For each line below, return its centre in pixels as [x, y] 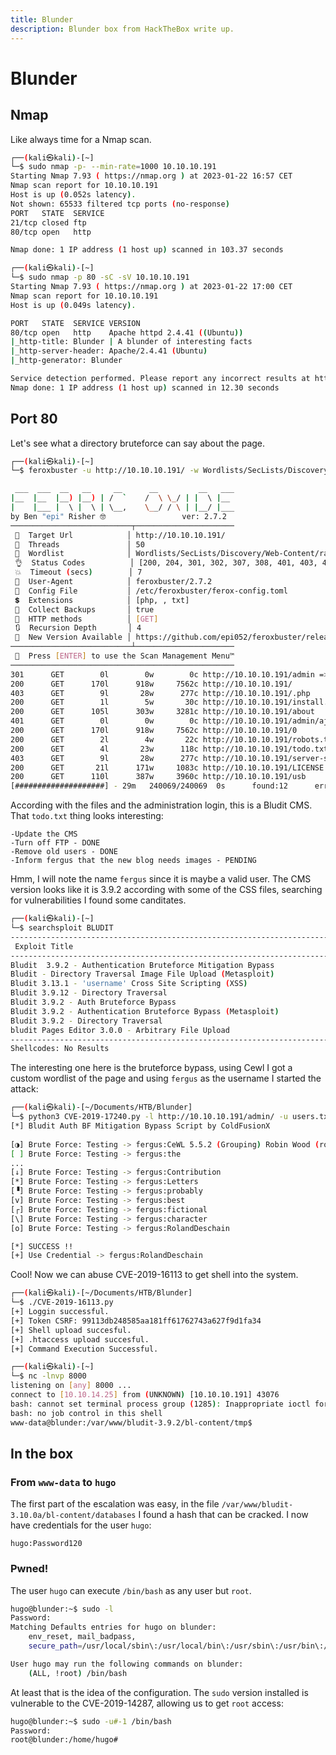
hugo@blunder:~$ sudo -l [62, 1609]
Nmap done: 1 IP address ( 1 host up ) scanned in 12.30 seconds [145, 387]
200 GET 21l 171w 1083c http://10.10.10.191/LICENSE [167, 767]
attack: [24, 1089]
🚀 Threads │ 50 [79, 544]
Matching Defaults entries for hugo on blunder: [113, 1627]
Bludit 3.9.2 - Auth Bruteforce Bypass [93, 1002]
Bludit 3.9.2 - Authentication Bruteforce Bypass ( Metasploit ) [145, 1011]
